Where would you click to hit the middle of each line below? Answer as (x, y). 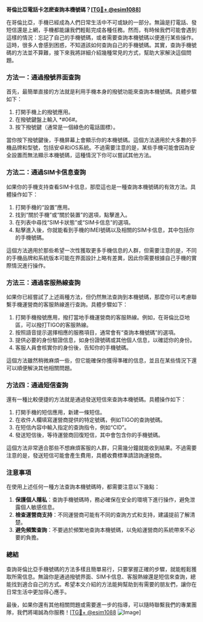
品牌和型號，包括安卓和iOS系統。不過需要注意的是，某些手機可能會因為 (101, 148)
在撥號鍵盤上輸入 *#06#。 (47, 120)
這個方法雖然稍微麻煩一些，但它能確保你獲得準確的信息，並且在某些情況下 (99, 360)
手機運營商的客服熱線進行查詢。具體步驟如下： (69, 304)
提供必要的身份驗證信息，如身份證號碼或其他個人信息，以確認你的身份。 (105, 340)
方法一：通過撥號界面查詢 (43, 77)
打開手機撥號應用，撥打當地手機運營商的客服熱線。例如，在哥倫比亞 (100, 317)
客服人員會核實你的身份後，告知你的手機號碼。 (73, 347)
